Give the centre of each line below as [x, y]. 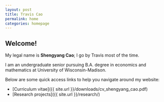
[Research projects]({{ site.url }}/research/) [56, 95]
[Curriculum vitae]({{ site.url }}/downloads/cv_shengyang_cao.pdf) [80, 89]
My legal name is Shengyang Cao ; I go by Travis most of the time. [72, 55]
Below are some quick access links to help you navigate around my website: [82, 80]
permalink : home [22, 19]
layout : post [18, 10]
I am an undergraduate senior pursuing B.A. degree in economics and [76, 65]
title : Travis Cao [24, 14]
